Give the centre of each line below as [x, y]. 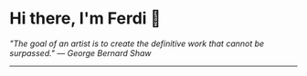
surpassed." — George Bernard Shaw [81, 52]
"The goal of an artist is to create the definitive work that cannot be [137, 43]
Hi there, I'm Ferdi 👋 [85, 19]
